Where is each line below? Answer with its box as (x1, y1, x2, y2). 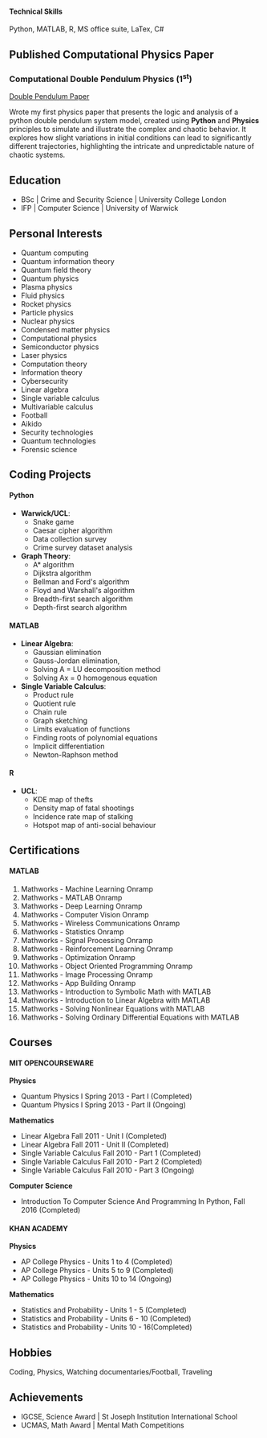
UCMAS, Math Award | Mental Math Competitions (20, 1420, 185, 1430)
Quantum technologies (20, 435, 96, 446)
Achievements (9, 1391, 83, 1404)
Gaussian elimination (32, 647, 102, 657)
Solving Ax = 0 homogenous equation (32, 673, 158, 682)
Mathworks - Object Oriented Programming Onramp (20, 961, 193, 970)
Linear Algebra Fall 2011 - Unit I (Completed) (20, 1131, 168, 1141)
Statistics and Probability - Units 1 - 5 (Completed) (20, 1305, 187, 1315)
